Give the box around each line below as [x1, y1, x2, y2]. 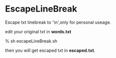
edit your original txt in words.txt [5, 29, 72, 34]
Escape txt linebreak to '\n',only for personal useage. [5, 19, 111, 25]
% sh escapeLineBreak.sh [5, 38, 58, 44]
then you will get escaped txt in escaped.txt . [5, 47, 96, 53]
